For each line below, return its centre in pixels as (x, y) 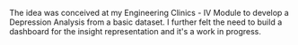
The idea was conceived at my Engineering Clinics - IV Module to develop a (149, 13)
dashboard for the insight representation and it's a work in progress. (136, 31)
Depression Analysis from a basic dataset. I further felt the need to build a (146, 22)
